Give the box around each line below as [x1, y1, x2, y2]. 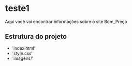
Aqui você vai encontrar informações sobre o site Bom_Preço [5, 19, 127, 24]
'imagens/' [12, 55, 34, 61]
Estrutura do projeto [5, 33, 67, 41]
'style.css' [12, 50, 33, 56]
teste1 [5, 3, 30, 14]
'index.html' [12, 45, 36, 51]
